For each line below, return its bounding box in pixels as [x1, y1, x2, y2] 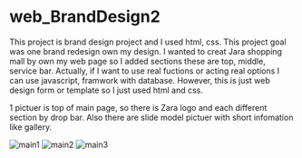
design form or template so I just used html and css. [9, 84, 204, 95]
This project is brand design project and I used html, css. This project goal [9, 36, 287, 47]
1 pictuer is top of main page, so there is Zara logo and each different [9, 102, 268, 113]
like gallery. [9, 121, 53, 133]
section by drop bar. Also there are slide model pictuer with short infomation [9, 112, 294, 123]
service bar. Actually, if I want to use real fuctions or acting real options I [9, 65, 280, 76]
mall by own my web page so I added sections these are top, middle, [9, 55, 266, 66]
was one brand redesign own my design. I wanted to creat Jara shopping [9, 45, 283, 56]
